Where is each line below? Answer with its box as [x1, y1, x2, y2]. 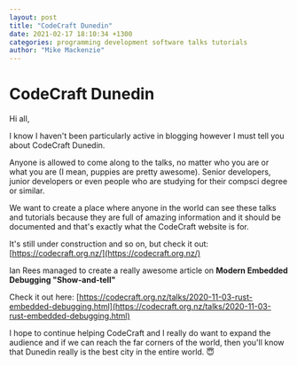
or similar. [9, 185, 45, 196]
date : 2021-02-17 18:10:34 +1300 [9, 29, 133, 38]
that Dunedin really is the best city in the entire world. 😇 [9, 347, 215, 357]
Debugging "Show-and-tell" [9, 275, 116, 285]
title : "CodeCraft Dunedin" [9, 21, 113, 30]
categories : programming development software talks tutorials [9, 37, 248, 47]
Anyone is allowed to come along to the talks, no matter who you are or [9, 157, 270, 168]
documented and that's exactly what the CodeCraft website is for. [9, 222, 250, 232]
